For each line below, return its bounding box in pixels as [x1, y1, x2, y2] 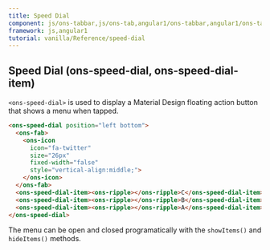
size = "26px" [29, 151, 70, 159]
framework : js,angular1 [8, 26, 88, 34]
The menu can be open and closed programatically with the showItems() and [8, 225, 262, 235]
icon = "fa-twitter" [29, 143, 92, 152]
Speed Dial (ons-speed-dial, [8, 63, 153, 77]
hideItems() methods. [8, 234, 82, 244]
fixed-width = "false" [29, 159, 99, 167]
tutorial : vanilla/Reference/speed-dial [8, 34, 146, 42]
